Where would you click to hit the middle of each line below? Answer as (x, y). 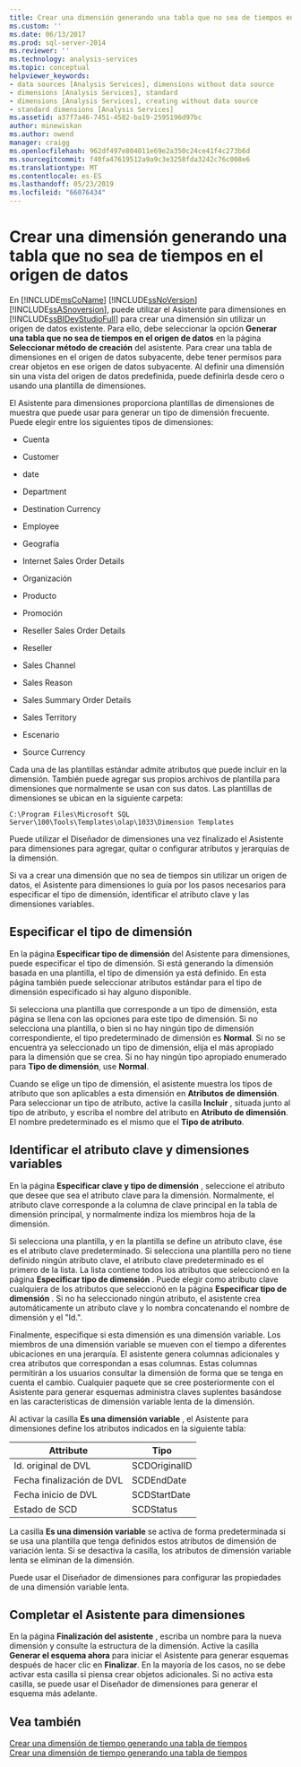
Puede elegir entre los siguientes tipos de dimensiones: (112, 421)
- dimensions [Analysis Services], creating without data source (133, 101)
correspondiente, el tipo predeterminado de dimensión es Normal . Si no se (147, 1037)
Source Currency (54, 752)
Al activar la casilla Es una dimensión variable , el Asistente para (129, 1418)
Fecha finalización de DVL (69, 1480)
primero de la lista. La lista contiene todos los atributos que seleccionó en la (149, 1269)
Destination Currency (61, 508)
